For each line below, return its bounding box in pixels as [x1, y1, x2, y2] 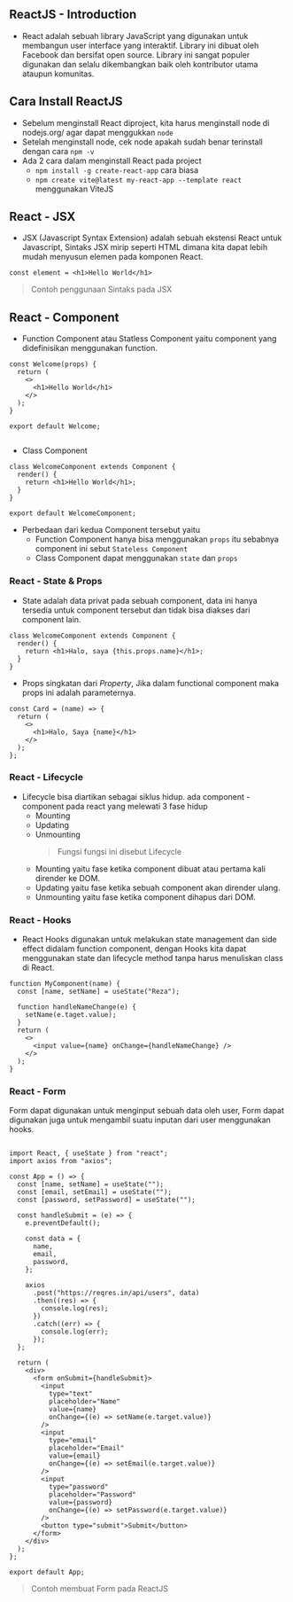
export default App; [9, 1568, 86, 1577]
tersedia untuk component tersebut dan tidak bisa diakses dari [21, 605, 251, 615]
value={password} [48, 1498, 113, 1507]
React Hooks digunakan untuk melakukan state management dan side [21, 934, 277, 945]
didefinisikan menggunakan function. [21, 343, 158, 354]
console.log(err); [41, 1327, 109, 1337]
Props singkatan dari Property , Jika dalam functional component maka [21, 677, 280, 688]
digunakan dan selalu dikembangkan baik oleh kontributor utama [21, 59, 258, 69]
